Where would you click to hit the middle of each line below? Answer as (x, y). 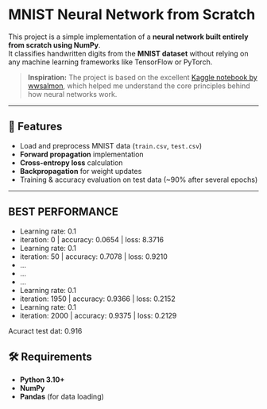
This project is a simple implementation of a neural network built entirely (128, 37)
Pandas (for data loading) (62, 397)
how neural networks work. (72, 94)
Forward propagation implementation (82, 154)
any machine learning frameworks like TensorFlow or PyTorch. (110, 62)
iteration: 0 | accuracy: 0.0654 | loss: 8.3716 (92, 239)
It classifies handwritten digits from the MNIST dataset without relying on (128, 53)
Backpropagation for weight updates (81, 171)
